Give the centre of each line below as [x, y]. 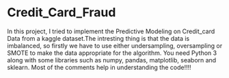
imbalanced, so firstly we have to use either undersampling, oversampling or [115, 45]
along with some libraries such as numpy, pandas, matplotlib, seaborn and [112, 60]
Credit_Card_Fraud [62, 13]
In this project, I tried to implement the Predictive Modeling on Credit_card [111, 31]
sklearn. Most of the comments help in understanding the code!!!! [99, 67]
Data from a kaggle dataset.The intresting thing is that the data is [98, 38]
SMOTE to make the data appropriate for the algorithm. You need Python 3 [112, 53]
